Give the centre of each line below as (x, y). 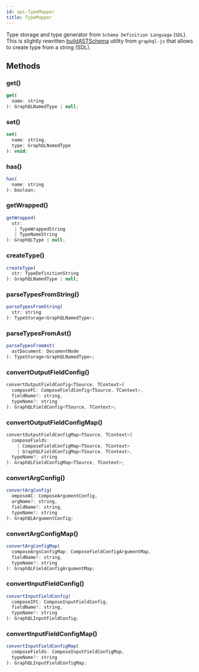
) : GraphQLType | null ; (36, 240)
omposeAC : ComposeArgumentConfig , (55, 496)
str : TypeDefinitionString (45, 273)
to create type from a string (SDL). (49, 47)
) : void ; (17, 151)
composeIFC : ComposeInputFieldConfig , (60, 602)
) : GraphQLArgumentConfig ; (40, 518)
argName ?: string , (35, 502)
